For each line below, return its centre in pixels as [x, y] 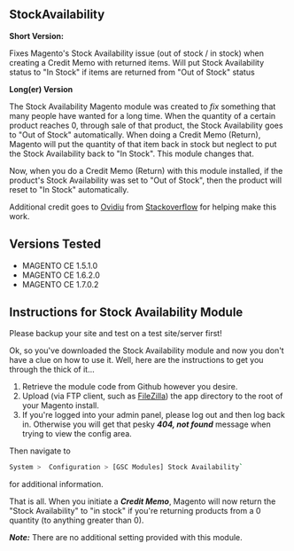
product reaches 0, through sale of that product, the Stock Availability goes [146, 125]
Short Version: [37, 35]
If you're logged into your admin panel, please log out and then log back [154, 415]
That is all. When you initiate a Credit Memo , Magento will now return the [143, 501]
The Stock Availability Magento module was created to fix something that [143, 106]
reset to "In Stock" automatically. [69, 189]
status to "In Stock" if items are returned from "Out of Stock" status [132, 72]
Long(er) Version [41, 89]
